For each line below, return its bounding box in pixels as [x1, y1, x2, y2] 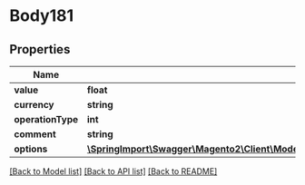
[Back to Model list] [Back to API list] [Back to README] [9, 166, 218, 177]
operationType [14, 113, 79, 125]
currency [14, 99, 54, 111]
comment [14, 128, 56, 141]
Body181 [9, 5, 74, 26]
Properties [9, 42, 71, 57]
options [14, 142, 48, 155]
